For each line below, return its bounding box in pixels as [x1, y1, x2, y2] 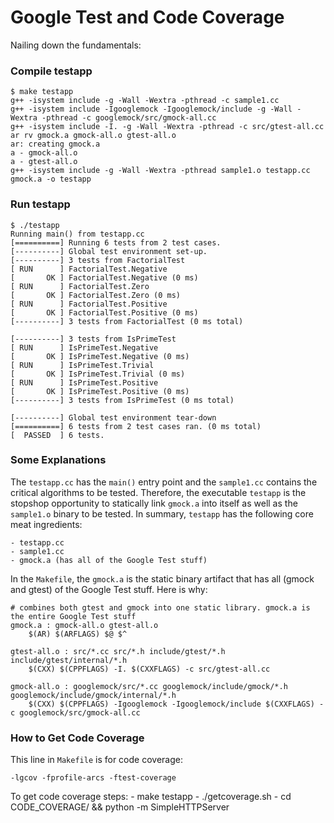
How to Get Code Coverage [10, 731, 145, 745]
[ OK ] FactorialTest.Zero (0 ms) [10, 290, 182, 300]
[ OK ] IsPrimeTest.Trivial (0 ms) [10, 369, 186, 379]
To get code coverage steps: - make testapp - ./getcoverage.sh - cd [10, 791, 292, 803]
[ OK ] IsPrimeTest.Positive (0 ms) [10, 386, 190, 396]
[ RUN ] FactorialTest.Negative [10, 264, 168, 274]
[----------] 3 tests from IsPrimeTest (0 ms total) [10, 395, 235, 405]
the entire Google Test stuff [10, 611, 137, 621]
